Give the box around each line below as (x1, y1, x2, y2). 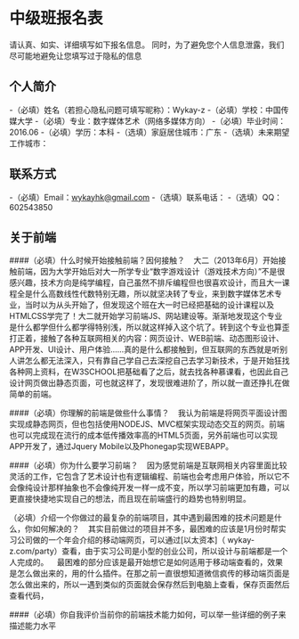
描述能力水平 (9, 620, 56, 631)
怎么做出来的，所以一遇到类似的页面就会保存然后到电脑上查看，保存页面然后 (9, 579, 290, 590)
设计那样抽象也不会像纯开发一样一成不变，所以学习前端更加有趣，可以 (32, 482, 290, 493)
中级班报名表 (9, 8, 104, 29)
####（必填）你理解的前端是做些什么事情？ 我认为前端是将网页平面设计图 (9, 407, 287, 419)
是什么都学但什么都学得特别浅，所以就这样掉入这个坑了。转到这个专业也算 (9, 322, 282, 332)
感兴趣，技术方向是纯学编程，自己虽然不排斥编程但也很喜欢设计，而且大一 (9, 277, 282, 288)
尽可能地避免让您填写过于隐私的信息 (9, 50, 142, 61)
